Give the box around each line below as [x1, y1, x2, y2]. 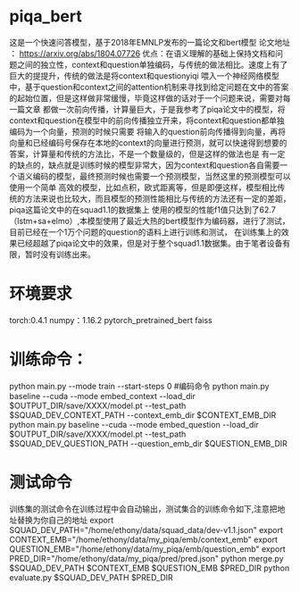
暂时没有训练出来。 [24, 248, 96, 260]
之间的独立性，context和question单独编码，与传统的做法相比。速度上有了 [16, 59, 288, 70]
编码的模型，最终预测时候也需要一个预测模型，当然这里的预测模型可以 [32, 171, 291, 181]
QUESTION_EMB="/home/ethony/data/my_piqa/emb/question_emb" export [9, 543, 286, 554]
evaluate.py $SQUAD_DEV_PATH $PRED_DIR [9, 571, 174, 582]
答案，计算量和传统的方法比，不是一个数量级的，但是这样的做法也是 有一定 [9, 148, 286, 159]
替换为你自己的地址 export [16, 514, 114, 525]
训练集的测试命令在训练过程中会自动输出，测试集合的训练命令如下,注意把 [9, 503, 279, 514]
